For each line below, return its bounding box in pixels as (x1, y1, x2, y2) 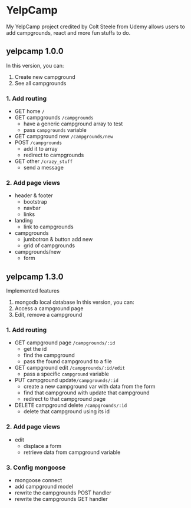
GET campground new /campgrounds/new (14, 133, 113, 140)
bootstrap (23, 198, 48, 205)
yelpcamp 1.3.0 (6, 271, 64, 281)
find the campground (23, 351, 75, 359)
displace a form (23, 442, 62, 449)
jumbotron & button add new (23, 236, 93, 243)
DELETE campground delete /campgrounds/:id (14, 401, 127, 409)
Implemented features (6, 287, 60, 294)
